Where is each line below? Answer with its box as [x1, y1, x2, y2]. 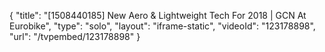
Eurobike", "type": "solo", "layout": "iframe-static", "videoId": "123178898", [9, 20, 316, 32]
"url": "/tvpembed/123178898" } [9, 31, 141, 42]
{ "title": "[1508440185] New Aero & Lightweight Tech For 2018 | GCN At [9, 10, 307, 21]
